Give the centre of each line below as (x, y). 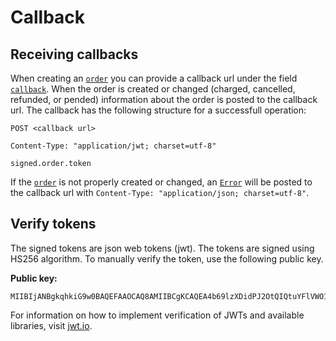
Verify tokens (53, 224)
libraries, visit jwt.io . (51, 325)
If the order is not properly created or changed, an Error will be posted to (161, 182)
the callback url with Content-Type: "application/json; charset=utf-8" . (160, 192)
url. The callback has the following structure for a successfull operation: (158, 110)
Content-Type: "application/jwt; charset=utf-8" (113, 146)
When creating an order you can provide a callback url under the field (154, 78)
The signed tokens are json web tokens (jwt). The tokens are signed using (162, 248)
